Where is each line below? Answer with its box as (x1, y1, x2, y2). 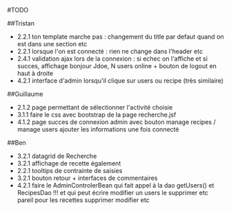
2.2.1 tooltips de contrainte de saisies (17, 167, 123, 174)
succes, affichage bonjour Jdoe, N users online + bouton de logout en (17, 62, 217, 70)
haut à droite (17, 69, 54, 77)
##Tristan (7, 19, 34, 27)
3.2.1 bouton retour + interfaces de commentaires (17, 174, 158, 182)
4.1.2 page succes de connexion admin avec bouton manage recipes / (17, 118, 216, 126)
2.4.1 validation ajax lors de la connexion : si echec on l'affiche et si (17, 54, 208, 63)
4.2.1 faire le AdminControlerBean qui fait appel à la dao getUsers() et (17, 181, 214, 189)
